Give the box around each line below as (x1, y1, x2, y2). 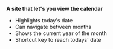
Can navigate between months (15, 24, 92, 30)
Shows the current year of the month (15, 30, 107, 37)
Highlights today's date (15, 17, 73, 24)
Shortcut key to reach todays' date (15, 36, 102, 43)
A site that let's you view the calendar (6, 5, 103, 12)
